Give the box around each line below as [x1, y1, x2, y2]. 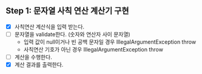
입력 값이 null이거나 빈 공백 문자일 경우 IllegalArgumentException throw [23, 38, 197, 45]
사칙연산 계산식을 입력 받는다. [14, 23, 85, 30]
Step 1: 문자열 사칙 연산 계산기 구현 [5, 5, 129, 16]
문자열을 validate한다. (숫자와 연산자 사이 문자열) [14, 30, 131, 38]
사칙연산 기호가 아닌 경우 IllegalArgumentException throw [23, 45, 163, 53]
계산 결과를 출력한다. [14, 61, 64, 68]
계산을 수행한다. [14, 53, 52, 61]
